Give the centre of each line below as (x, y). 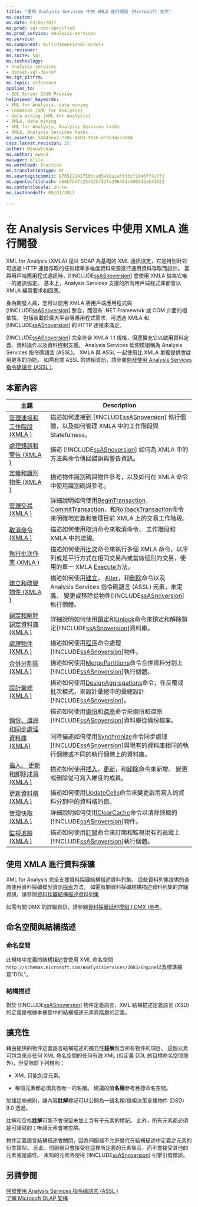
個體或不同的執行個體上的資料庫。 (103, 754)
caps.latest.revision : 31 (38, 143)
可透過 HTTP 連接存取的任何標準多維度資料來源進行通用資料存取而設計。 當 (98, 269)
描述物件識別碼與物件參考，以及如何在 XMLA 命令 (119, 477)
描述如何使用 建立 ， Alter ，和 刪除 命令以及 (108, 578)
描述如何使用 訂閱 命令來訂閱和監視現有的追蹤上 (115, 833)
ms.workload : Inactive (34, 165)
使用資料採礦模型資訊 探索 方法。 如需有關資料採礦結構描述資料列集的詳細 (100, 887)
